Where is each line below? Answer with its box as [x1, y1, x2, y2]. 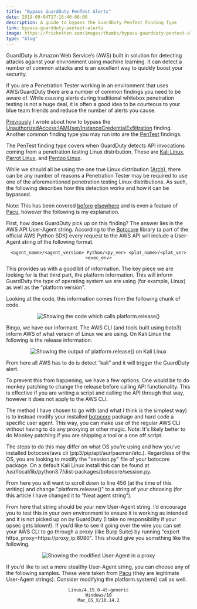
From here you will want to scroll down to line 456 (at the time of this [6, 479, 172, 486]
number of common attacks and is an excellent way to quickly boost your [6, 64, 183, 71]
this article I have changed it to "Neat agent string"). [6, 492, 132, 499]
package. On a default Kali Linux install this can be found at [6, 462, 150, 469]
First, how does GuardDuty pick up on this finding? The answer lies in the [6, 220, 184, 226]
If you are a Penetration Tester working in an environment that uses [6, 82, 169, 89]
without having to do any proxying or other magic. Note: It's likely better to [6, 426, 186, 433]
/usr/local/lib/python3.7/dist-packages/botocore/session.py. [6, 468, 152, 475]
